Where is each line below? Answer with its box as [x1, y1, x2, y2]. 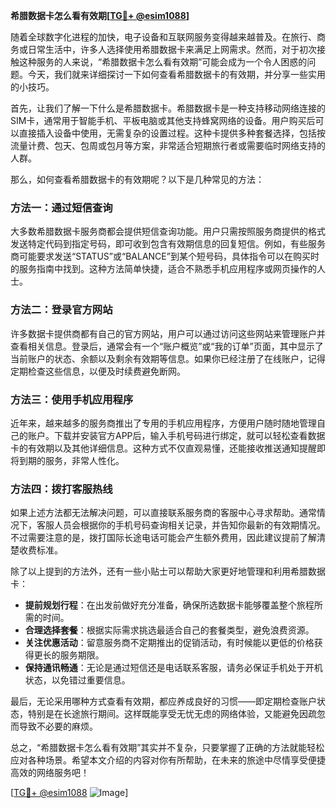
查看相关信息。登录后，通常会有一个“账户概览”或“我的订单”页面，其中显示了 [10, 340, 324, 352]
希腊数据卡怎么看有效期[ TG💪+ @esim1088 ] [10, 10, 190, 21]
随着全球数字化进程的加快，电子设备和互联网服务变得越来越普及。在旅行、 [10, 31, 317, 43]
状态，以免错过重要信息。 [24, 674, 131, 686]
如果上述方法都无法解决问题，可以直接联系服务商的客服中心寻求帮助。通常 [10, 507, 317, 519]
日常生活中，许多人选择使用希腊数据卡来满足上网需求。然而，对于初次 [27, 44, 317, 55]
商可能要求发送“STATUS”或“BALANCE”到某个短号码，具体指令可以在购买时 [10, 250, 320, 263]
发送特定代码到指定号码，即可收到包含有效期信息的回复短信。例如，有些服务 [10, 238, 326, 250]
